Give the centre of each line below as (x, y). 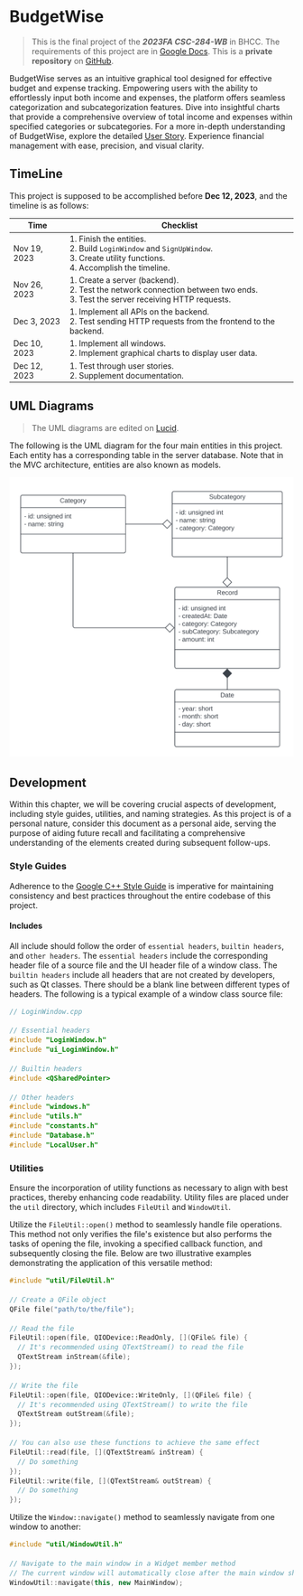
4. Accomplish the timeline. (119, 268)
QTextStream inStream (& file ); (74, 1357)
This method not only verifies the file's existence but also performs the (141, 1235)
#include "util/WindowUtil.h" (66, 1544)
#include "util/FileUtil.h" (62, 1281)
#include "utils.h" (46, 1117)
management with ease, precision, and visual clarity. (107, 146)
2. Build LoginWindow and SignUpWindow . (141, 248)
